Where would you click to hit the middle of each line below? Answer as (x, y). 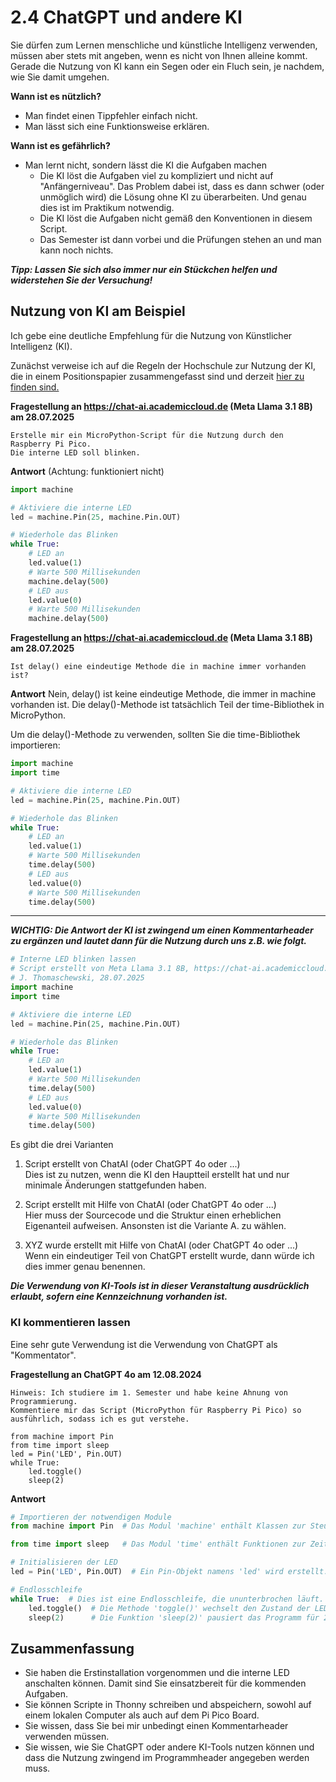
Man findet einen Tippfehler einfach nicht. (111, 115)
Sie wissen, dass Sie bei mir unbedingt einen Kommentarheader (156, 1726)
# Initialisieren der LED (64, 1562)
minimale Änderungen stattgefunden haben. (115, 1185)
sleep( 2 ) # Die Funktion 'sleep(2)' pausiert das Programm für (174, 1617)
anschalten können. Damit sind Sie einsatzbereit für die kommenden (165, 1683)
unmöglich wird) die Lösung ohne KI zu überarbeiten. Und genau (173, 197)
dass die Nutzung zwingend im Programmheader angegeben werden (167, 1758)
